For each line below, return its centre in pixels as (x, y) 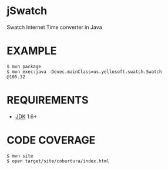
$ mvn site (20, 156)
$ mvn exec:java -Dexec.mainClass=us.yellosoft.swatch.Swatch (84, 72)
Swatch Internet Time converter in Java (54, 27)
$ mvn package (24, 66)
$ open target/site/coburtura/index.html (58, 161)
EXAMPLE (32, 51)
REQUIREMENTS (48, 100)
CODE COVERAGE (51, 140)
